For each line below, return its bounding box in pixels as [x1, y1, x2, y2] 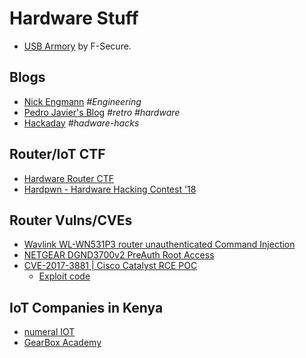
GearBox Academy [23, 337, 102, 349]
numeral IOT [23, 326, 76, 338]
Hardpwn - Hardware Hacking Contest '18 [23, 183, 197, 195]
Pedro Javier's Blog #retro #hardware [23, 106, 181, 118]
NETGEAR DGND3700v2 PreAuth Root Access [23, 249, 215, 261]
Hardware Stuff [9, 7, 139, 30]
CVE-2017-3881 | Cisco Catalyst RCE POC [23, 260, 198, 272]
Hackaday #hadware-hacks [23, 117, 140, 129]
